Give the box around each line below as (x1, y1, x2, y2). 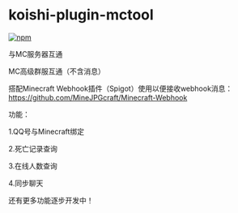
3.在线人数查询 (8, 160, 58, 171)
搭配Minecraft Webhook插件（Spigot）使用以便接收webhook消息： (8, 83, 233, 93)
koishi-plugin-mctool (8, 6, 154, 24)
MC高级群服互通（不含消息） (8, 66, 105, 76)
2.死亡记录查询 (8, 143, 58, 153)
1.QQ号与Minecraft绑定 (8, 126, 85, 136)
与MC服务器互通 (8, 49, 63, 58)
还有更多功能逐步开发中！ (8, 195, 94, 205)
